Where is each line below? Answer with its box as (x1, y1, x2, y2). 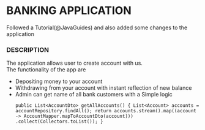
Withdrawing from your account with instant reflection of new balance (15, 84, 192, 92)
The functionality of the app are (6, 66, 86, 73)
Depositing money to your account (15, 78, 103, 85)
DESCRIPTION (6, 45, 50, 54)
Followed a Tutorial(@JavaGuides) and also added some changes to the (6, 24, 188, 31)
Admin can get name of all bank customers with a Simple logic (15, 91, 173, 98)
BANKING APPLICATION (6, 4, 132, 18)
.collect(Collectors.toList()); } (15, 118, 103, 125)
